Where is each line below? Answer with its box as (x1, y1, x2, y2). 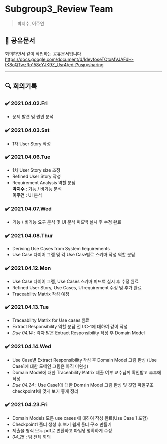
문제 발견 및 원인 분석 (12, 114, 54, 120)
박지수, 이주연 (17, 20, 45, 26)
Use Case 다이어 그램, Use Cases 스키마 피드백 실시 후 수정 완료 (12, 278, 139, 284)
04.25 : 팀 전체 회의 (12, 434, 51, 440)
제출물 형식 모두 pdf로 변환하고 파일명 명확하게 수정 (12, 427, 113, 433)
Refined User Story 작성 (12, 173, 61, 180)
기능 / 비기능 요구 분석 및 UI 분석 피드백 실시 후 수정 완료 (12, 219, 122, 225)
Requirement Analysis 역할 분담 (12, 180, 76, 186)
